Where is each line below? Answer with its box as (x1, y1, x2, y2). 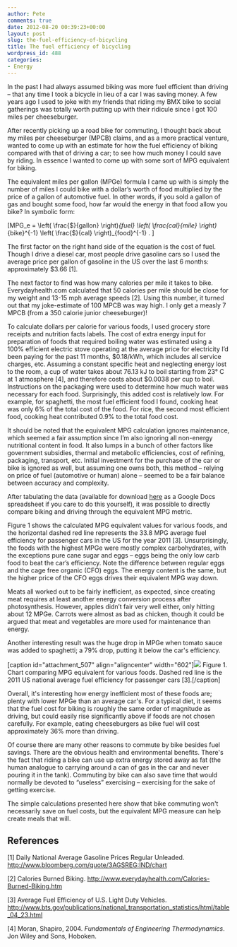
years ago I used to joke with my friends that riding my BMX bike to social (7, 97, 221, 106)
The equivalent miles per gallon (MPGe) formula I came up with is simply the (7, 177, 229, 186)
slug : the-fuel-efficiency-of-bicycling (7, 37, 128, 44)
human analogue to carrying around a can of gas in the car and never (7, 763, 209, 771)
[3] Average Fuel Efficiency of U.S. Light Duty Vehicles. (7, 895, 167, 905)
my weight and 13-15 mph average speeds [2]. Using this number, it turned (7, 293, 224, 302)
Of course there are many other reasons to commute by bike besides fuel (7, 740, 221, 749)
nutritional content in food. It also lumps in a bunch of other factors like (7, 441, 214, 449)
